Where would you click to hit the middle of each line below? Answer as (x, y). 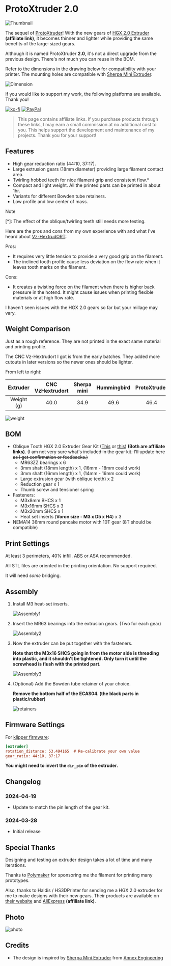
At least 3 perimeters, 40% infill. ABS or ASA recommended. (69, 556)
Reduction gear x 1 (40, 484)
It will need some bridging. (33, 575)
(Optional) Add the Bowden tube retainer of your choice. (72, 684)
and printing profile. (26, 346)
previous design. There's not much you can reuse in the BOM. (70, 59)
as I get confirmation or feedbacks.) (50, 457)
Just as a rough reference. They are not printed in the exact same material (83, 341)
